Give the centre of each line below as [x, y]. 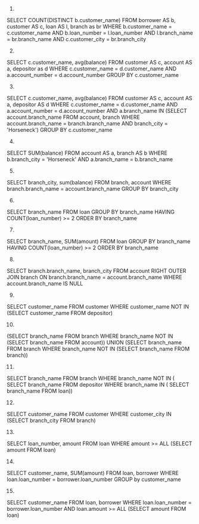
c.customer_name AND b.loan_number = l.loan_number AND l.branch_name [100, 33]
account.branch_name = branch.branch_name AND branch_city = [88, 124]
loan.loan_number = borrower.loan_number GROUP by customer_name [94, 479]
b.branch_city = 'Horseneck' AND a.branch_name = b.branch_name [90, 159]
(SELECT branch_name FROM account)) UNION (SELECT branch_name [94, 342]
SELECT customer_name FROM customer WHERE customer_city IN [89, 414]
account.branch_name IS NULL [45, 283]
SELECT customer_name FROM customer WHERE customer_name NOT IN [98, 306]
